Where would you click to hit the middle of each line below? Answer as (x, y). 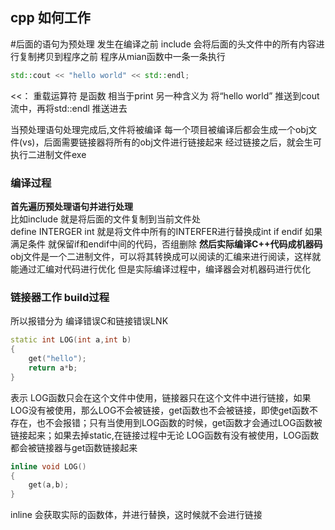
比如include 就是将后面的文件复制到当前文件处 (105, 219)
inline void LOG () (48, 466)
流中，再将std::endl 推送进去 (69, 108)
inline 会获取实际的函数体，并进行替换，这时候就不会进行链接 (136, 515)
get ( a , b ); (49, 485)
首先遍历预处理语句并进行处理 (71, 206)
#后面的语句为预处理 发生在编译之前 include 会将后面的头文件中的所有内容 (163, 44)
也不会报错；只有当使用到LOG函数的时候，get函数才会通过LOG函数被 (179, 422)
